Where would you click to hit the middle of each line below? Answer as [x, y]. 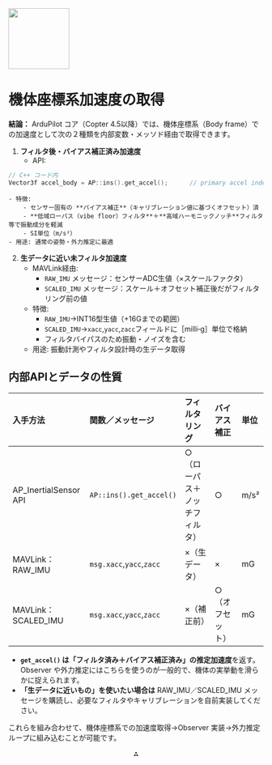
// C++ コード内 [33, 175]
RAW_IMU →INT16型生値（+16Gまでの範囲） [114, 318]
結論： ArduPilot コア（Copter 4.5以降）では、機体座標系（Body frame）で [134, 124]
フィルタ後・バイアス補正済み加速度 [81, 151]
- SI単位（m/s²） [50, 233]
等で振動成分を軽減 [36, 225]
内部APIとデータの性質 [66, 377]
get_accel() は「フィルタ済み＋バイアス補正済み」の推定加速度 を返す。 [140, 660]
